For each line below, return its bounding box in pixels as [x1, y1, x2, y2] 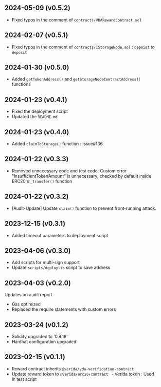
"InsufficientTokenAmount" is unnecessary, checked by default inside [11, 173, 152, 179]
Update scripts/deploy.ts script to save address [11, 265, 110, 270]
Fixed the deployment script [11, 108, 68, 114]
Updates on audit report [4, 292, 53, 298]
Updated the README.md [11, 114, 58, 120]
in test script [11, 376, 37, 382]
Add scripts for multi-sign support [11, 260, 80, 265]
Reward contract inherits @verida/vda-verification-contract [11, 366, 134, 371]
